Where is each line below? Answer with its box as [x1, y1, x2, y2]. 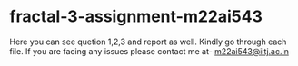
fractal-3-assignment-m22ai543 [9, 6, 263, 27]
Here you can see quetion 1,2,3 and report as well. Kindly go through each [9, 36, 287, 47]
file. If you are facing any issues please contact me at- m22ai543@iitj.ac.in [9, 45, 289, 56]
